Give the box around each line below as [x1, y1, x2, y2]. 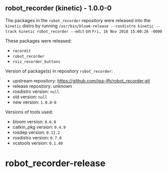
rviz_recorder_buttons [12, 59, 61, 64]
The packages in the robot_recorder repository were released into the [5, 17, 151, 23]
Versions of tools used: [5, 109, 53, 115]
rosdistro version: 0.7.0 [12, 134, 62, 140]
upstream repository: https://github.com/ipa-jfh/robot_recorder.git [12, 77, 150, 83]
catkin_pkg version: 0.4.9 [12, 124, 66, 130]
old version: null [12, 94, 48, 100]
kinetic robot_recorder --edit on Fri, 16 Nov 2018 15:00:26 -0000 [18, 28, 162, 34]
